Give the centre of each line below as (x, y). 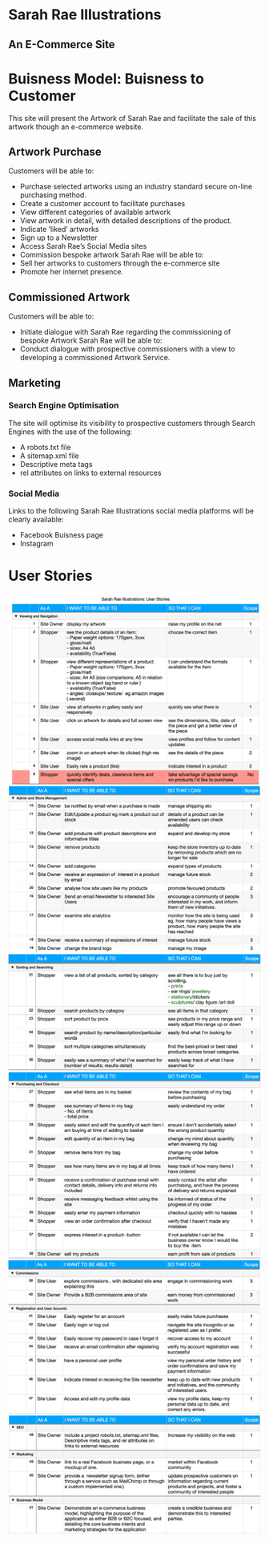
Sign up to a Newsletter (58, 237)
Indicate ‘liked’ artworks (59, 229)
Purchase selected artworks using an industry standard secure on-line (136, 187)
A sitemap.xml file (49, 456)
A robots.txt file (45, 447)
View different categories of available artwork (95, 212)
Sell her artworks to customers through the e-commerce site (120, 263)
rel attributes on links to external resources (90, 473)
